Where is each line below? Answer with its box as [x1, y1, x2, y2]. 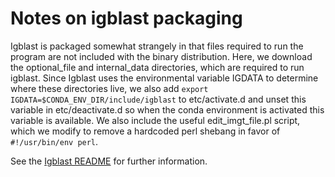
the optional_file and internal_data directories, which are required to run [10, 61, 305, 73]
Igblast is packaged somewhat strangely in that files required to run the [10, 40, 304, 52]
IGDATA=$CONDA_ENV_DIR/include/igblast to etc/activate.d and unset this [10, 93, 307, 105]
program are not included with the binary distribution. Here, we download [10, 50, 313, 62]
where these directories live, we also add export [10, 82, 209, 94]
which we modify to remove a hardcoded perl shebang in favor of [10, 125, 281, 137]
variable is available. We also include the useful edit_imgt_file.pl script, [10, 114, 301, 126]
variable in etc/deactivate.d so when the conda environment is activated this [10, 103, 325, 116]
